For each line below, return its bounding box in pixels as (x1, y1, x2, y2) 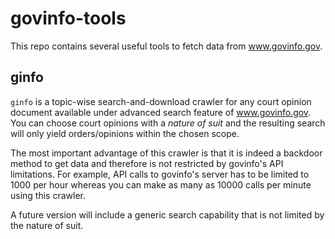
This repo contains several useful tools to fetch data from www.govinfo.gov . (10, 40, 323, 52)
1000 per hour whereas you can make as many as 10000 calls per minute (10, 178, 312, 191)
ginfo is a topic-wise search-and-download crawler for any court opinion (10, 95, 312, 107)
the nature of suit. (10, 219, 84, 231)
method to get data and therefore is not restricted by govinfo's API (10, 157, 284, 169)
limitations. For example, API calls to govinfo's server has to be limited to (10, 168, 310, 180)
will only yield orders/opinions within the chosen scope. (10, 127, 240, 139)
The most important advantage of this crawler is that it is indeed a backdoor (10, 147, 323, 159)
